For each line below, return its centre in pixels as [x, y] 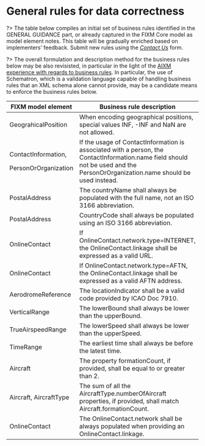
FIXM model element [41, 107]
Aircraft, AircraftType [39, 397]
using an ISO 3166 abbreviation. [125, 222]
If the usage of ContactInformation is [132, 142]
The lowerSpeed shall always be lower [134, 325]
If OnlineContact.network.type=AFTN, [133, 265]
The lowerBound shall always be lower [134, 308]
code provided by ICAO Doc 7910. [129, 298]
